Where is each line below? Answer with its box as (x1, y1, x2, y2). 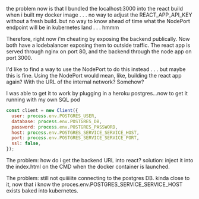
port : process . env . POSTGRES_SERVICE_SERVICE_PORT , (11, 135, 140, 141)
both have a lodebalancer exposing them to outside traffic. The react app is (6, 41, 191, 49)
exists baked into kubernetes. (6, 187, 78, 194)
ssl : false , (11, 140, 42, 147)
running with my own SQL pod (6, 96, 80, 103)
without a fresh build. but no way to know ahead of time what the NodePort (6, 18, 190, 24)
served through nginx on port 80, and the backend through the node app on (6, 48, 192, 55)
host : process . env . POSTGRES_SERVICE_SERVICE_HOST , (11, 130, 140, 136)
